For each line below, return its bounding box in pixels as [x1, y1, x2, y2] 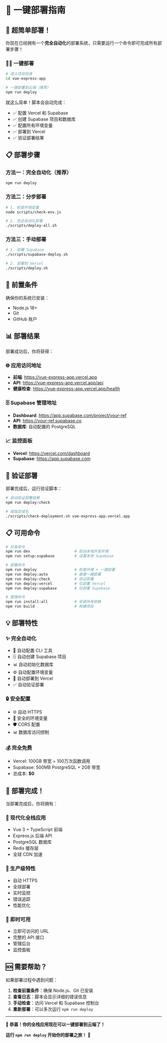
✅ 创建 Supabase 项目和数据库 [12, 116, 76, 122]
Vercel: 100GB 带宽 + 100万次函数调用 [12, 758, 91, 764]
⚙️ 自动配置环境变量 [12, 669, 54, 675]
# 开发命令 [5, 544, 25, 550]
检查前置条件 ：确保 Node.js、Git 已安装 [12, 987, 94, 993]
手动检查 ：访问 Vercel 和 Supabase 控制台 [12, 1000, 100, 1006]
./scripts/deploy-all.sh [5, 223, 57, 228]
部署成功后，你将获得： [5, 348, 54, 354]
